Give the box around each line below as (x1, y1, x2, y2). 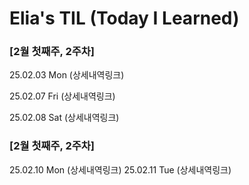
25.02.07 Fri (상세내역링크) (9, 90, 116, 102)
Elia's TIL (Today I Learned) (9, 7, 240, 30)
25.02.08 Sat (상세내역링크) (9, 112, 120, 124)
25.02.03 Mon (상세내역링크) (9, 69, 125, 81)
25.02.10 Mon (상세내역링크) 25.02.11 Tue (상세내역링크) (9, 163, 232, 176)
